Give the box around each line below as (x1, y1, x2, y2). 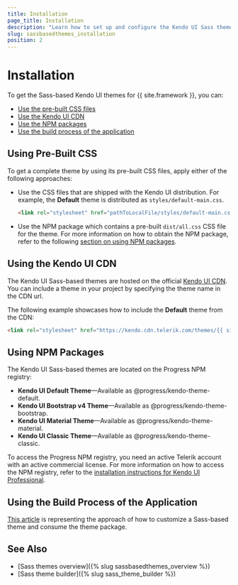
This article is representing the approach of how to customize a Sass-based (7, 515, 229, 524)
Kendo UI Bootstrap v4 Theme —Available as (17, 402, 149, 410)
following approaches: (7, 174, 73, 182)
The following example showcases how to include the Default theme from (7, 305, 223, 314)
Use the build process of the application (17, 127, 135, 136)
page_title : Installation (7, 17, 84, 24)
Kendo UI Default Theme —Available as (17, 386, 132, 395)
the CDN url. (7, 292, 44, 300)
